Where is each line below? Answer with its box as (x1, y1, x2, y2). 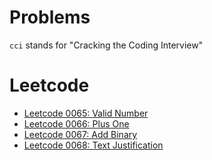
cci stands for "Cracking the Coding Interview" (9, 39, 204, 51)
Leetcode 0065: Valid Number (23, 107, 149, 119)
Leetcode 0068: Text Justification (23, 139, 164, 151)
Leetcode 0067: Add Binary (23, 128, 138, 140)
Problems (9, 6, 91, 29)
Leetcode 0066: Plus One (23, 117, 130, 130)
